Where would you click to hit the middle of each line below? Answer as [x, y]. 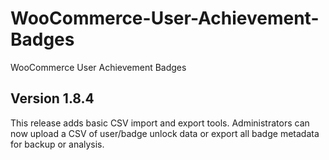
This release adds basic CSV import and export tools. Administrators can [160, 123]
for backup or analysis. [57, 144]
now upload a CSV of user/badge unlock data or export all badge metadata [165, 133]
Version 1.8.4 [52, 98]
